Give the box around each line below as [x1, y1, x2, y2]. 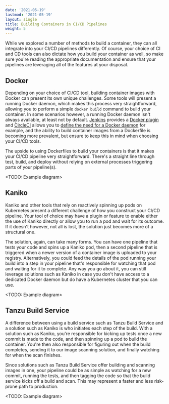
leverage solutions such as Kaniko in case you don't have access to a [5, 271, 150, 277]
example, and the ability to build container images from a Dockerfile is [5, 127, 151, 133]
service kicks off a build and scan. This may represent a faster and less [5, 378, 153, 384]
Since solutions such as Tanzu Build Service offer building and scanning [5, 361, 155, 368]
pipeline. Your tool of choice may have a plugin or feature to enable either [5, 213, 158, 219]
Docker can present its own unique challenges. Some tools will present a [5, 95, 156, 101]
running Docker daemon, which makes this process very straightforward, [5, 100, 157, 106]
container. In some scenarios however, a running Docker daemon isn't [5, 111, 150, 117]
